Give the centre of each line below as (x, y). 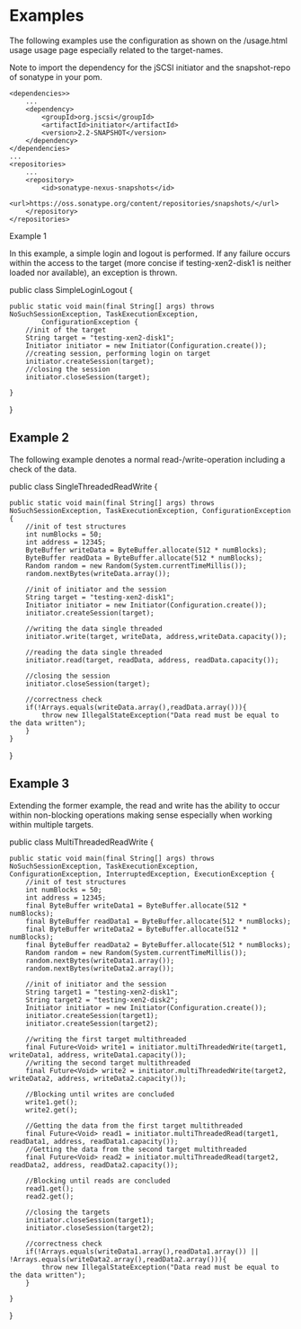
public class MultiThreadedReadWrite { (82, 842)
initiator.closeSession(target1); (90, 1220)
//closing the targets (68, 1212)
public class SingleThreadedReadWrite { (84, 486)
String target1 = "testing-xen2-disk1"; (102, 992)
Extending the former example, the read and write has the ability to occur (145, 805)
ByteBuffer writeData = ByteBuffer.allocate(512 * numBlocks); (146, 550)
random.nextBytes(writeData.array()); (98, 573)
